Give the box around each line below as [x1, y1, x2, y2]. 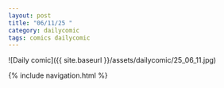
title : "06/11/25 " [8, 19, 73, 27]
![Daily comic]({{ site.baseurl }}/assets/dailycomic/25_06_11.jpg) [8, 55, 217, 65]
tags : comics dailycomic [8, 33, 91, 42]
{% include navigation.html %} [8, 71, 109, 80]
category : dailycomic [8, 26, 80, 34]
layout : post [8, 11, 52, 20]
